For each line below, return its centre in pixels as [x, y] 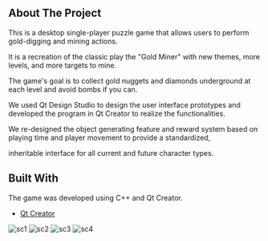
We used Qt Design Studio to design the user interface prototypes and [124, 104]
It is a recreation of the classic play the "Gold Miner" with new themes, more [134, 56]
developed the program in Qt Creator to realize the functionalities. [117, 113]
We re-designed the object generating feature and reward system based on [133, 129]
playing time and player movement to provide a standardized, [110, 137]
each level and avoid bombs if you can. [73, 89]
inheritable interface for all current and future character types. [111, 153]
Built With [33, 179]
